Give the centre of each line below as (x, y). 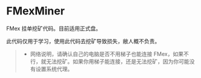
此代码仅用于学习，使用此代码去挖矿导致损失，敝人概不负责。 (83, 41)
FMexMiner (36, 11)
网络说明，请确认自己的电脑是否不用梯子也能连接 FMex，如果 (107, 54)
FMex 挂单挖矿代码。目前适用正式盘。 (54, 28)
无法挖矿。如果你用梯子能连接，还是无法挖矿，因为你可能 (118, 61)
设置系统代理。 (54, 69)
